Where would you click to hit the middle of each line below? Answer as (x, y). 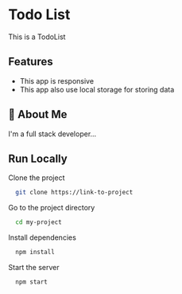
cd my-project (39, 222)
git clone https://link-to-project (74, 193)
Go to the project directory (52, 208)
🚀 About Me (38, 114)
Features (31, 62)
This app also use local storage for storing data (97, 89)
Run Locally (38, 158)
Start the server (34, 267)
